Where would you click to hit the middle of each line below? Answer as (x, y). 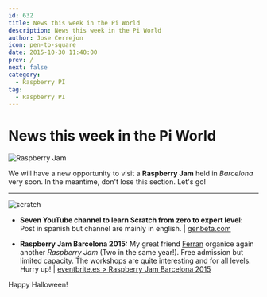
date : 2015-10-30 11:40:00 (53, 52)
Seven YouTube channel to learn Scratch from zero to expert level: (132, 220)
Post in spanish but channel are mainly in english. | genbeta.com (125, 229)
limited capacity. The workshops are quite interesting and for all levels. (135, 261)
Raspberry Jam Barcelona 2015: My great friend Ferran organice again (137, 244)
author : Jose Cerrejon (46, 38)
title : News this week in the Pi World (74, 23)
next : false (28, 67)
